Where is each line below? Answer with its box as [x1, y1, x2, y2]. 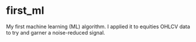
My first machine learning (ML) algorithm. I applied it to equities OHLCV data [6, 23, 190, 30]
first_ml [6, 4, 44, 17]
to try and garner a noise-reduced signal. [6, 29, 105, 36]
